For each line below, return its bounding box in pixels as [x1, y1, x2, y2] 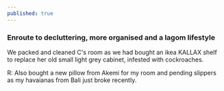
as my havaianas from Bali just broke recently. [7, 76, 137, 84]
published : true [7, 10, 53, 17]
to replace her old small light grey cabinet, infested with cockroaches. [7, 55, 204, 64]
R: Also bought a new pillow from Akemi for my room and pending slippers [7, 68, 217, 77]
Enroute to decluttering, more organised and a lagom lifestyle [7, 32, 216, 42]
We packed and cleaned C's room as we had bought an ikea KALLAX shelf [7, 48, 217, 56]
